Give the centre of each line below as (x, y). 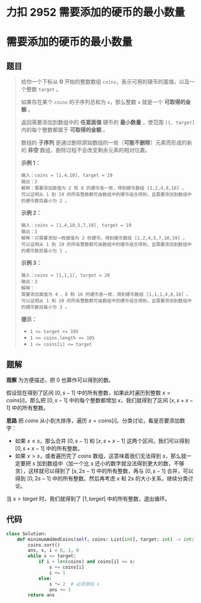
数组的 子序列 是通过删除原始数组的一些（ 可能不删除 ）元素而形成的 (104, 142)
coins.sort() (44, 545)
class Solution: (26, 534)
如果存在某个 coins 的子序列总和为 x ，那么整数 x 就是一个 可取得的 (103, 102)
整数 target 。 (44, 89)
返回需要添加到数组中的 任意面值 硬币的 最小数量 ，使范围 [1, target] (108, 122)
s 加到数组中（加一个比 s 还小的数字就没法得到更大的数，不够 (108, 463)
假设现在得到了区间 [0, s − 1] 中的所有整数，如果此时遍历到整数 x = (88, 393)
